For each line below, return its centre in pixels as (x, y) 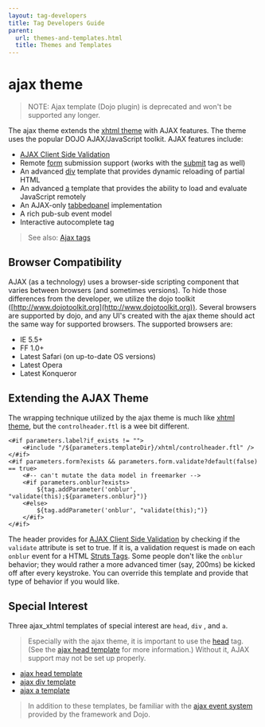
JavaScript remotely (53, 197)
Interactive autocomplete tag (67, 222)
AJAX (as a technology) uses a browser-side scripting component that (124, 281)
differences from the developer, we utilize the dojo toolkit (102, 299)
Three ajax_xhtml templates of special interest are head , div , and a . (118, 625)
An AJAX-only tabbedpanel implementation (91, 205)
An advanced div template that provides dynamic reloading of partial (132, 171)
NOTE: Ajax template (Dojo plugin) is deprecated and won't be (130, 107)
